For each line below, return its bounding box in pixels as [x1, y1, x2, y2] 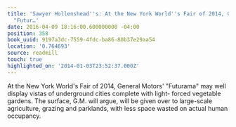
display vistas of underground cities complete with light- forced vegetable [7, 89, 221, 98]
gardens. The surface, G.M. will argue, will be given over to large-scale [7, 96, 213, 105]
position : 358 [7, 29, 49, 37]
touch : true [7, 56, 42, 63]
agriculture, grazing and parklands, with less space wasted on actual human [7, 104, 228, 112]
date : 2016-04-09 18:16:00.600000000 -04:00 [7, 23, 140, 30]
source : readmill [7, 50, 58, 57]
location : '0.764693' [7, 43, 71, 50]
